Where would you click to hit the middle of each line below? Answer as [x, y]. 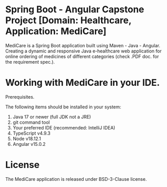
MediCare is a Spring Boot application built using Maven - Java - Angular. [83, 45]
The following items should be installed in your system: [63, 107]
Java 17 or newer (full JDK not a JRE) [52, 117]
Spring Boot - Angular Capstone [75, 10]
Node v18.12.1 [27, 138]
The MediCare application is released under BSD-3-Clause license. [76, 179]
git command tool [31, 122]
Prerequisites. [20, 97]
